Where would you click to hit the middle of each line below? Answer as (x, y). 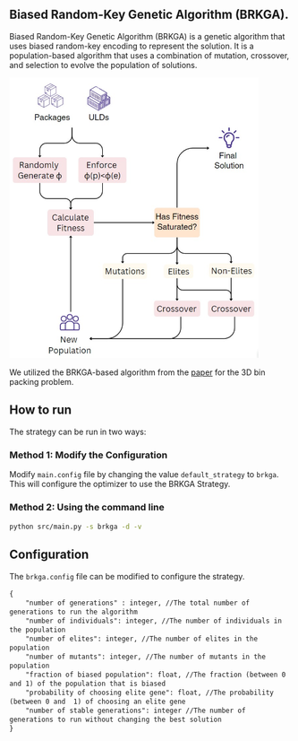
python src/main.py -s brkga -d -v (76, 527)
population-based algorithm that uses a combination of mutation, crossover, (149, 55)
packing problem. (42, 381)
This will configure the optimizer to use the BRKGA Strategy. (120, 484)
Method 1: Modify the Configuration (89, 455)
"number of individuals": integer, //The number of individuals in (153, 621)
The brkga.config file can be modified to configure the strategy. (127, 576)
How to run (41, 410)
